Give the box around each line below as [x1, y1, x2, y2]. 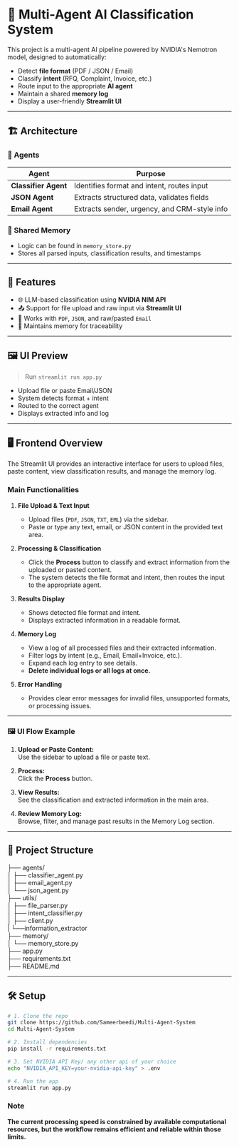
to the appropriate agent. [28, 581, 102, 589]
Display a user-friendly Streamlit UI [17, 96, 122, 106]
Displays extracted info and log [17, 409, 109, 417]
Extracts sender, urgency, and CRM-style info [73, 203, 228, 213]
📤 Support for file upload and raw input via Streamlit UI [17, 303, 181, 312]
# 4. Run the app [7, 1077, 59, 1085]
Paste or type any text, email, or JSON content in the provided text [28, 522, 223, 531]
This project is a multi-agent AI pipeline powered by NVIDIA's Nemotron [7, 45, 218, 53]
